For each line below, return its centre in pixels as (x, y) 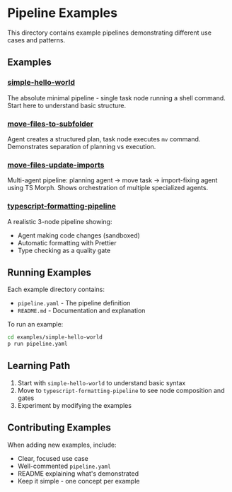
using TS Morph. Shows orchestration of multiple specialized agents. (108, 188)
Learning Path (39, 366)
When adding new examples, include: (62, 445)
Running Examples (50, 273)
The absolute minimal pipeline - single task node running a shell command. (117, 98)
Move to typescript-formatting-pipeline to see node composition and (121, 390)
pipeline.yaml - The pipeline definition (74, 303)
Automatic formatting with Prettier (67, 242)
